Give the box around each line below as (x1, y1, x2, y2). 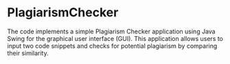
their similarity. (7, 49, 49, 57)
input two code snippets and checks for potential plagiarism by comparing (7, 42, 218, 50)
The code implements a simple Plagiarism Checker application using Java (7, 27, 216, 35)
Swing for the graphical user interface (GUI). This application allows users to (7, 34, 223, 42)
